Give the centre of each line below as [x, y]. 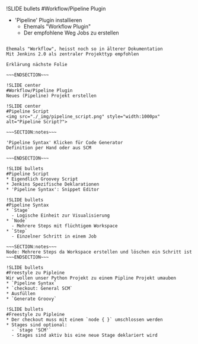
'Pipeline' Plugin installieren [48, 20]
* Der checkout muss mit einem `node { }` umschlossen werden [84, 320]
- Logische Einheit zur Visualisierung [61, 215]
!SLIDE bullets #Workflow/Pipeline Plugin [56, 9]
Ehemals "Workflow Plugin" [57, 26]
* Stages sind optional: [37, 325]
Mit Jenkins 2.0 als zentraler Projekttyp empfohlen [73, 54]
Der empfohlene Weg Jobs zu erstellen [71, 33]
